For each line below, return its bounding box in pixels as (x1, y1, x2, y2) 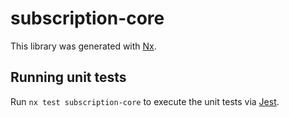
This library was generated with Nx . (10, 40, 157, 52)
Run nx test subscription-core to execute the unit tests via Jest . (10, 95, 280, 107)
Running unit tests (10, 69, 127, 86)
